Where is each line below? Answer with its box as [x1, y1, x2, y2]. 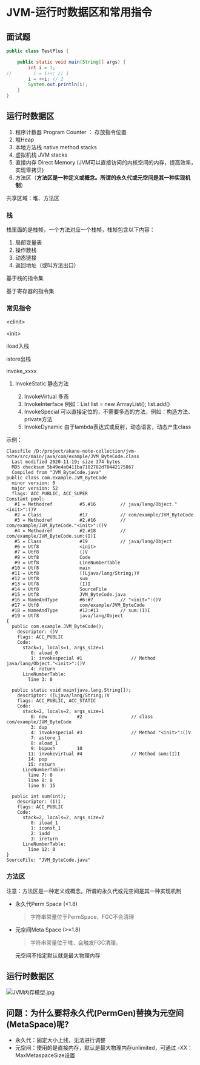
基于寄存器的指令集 [6, 288, 55, 295]
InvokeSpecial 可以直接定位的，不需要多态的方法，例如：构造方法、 [24, 408, 194, 416]
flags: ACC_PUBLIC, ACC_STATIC [17, 698, 96, 704]
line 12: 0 [28, 847, 56, 853]
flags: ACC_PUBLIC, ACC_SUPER [12, 491, 88, 497]
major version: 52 [12, 485, 59, 492]
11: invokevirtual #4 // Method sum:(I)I [28, 751, 181, 757]
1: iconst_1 [30, 825, 61, 831]
